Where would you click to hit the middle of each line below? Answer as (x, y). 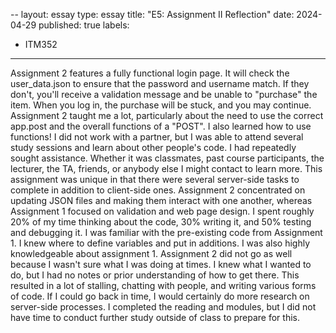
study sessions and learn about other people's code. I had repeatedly (153, 147)
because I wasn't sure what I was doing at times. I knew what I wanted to (161, 264)
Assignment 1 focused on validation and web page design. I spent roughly (162, 211)
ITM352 (41, 44)
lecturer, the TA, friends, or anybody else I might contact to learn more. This (166, 168)
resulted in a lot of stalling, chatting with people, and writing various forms (163, 285)
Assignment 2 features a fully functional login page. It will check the (150, 73)
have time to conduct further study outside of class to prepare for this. (155, 317)
